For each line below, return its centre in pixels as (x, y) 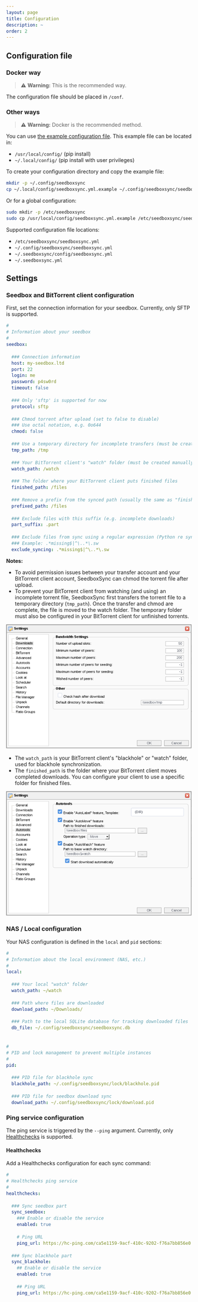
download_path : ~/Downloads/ (47, 1009)
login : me (23, 375)
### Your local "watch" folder (50, 984)
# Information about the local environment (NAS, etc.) (76, 960)
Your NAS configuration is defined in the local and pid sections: (84, 942)
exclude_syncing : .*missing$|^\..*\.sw (60, 549)
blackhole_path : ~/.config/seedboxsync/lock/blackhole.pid (85, 1084)
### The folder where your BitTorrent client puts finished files (95, 481)
